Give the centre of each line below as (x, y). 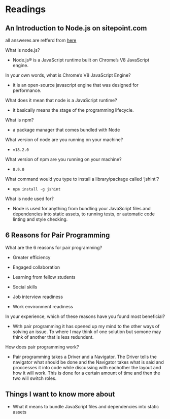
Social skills (25, 287)
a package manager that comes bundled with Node (66, 130)
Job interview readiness (38, 297)
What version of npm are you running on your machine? (63, 159)
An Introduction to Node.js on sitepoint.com (76, 28)
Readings (26, 9)
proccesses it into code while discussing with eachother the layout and (87, 367)
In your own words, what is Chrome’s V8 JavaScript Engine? (68, 75)
